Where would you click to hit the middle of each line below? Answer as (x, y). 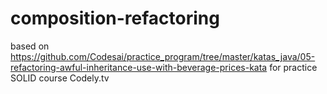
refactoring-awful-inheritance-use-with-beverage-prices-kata (139, 67)
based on (30, 46)
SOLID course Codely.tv (60, 78)
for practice (293, 67)
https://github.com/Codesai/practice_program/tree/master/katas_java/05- (163, 56)
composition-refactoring (115, 18)
